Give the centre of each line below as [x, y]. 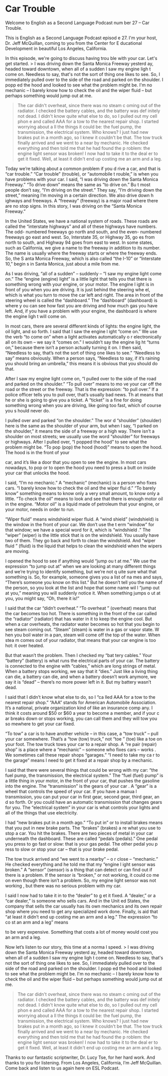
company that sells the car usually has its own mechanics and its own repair [84, 906]
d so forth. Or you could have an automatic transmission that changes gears [84, 802]
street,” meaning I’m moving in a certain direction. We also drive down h [79, 195]
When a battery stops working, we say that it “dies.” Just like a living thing [81, 671]
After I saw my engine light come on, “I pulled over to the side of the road [81, 378]
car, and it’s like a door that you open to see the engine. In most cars [76, 462]
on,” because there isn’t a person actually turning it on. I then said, [74, 347]
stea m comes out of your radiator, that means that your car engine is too [81, 640]
